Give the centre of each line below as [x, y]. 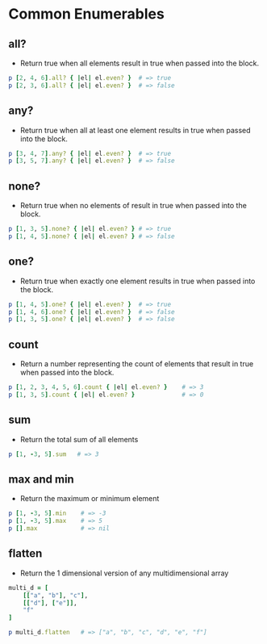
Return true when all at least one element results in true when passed [136, 130]
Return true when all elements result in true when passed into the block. [140, 63]
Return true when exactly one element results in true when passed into [138, 281]
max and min [41, 479]
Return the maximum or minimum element [90, 499]
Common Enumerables [87, 14]
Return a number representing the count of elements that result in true [137, 364]
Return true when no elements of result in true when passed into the [133, 206]
